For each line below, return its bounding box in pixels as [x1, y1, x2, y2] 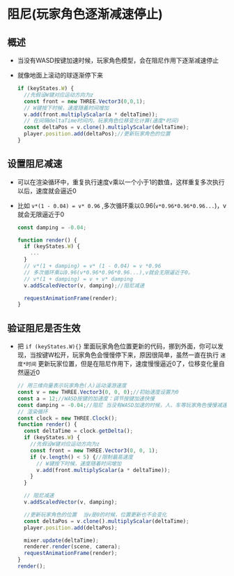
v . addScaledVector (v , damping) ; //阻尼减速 [24, 282, 145, 289]
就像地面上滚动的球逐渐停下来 [17, 71, 103, 79]
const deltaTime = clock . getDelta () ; [24, 427, 134, 435]
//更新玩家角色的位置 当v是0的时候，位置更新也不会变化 [24, 511, 167, 518]
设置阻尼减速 [7, 158, 63, 170]
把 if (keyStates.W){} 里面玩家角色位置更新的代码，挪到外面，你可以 [17, 342, 218, 350]
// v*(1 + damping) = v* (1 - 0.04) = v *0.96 [24, 263, 162, 269]
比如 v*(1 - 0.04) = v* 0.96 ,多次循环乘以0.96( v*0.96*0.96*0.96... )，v [17, 201, 227, 209]
